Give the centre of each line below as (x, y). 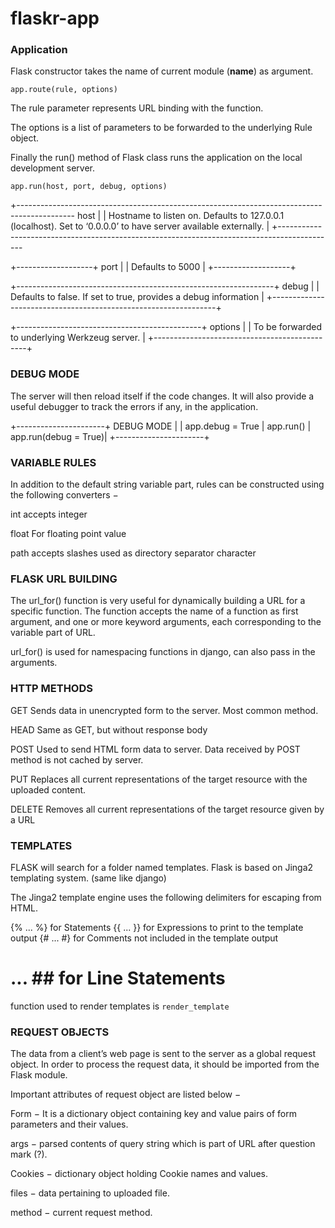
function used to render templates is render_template (120, 1006)
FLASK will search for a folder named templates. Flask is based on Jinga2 (162, 867)
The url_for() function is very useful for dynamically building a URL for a (158, 601)
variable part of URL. (53, 633)
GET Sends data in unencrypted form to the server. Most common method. (164, 710)
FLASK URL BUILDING (64, 579)
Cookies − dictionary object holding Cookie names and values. (139, 1174)
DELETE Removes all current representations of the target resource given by (167, 809)
